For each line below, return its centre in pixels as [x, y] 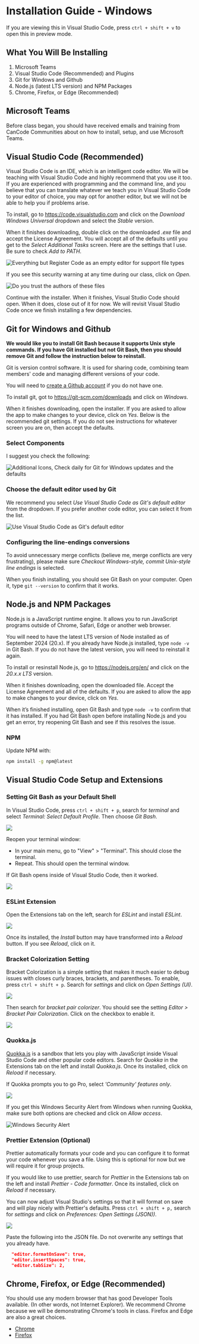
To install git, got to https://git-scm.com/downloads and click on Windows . [97, 397]
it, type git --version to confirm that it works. [63, 586]
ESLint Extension [31, 901]
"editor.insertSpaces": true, [49, 1260]
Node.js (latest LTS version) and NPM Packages [73, 86]
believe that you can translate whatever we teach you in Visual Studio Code [99, 190]
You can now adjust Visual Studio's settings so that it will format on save [94, 1201]
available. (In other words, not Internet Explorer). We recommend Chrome [96, 1305]
